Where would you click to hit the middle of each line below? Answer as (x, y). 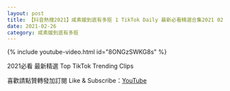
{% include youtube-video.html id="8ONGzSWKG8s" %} (87, 52)
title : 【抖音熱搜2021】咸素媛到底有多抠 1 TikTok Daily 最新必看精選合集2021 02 (115, 20)
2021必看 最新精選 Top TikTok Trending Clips (71, 66)
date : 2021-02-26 (32, 26)
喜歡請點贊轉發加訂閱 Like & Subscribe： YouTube (77, 81)
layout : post (26, 13)
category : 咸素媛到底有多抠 (43, 32)
